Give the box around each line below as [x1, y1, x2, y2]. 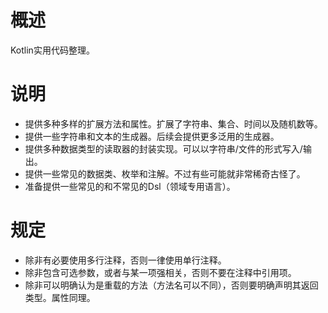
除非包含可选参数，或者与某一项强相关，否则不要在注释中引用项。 [24, 266, 297, 278]
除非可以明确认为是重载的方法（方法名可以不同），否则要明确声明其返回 [24, 279, 319, 291]
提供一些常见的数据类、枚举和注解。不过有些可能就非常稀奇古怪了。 [24, 167, 306, 180]
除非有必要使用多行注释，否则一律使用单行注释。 [24, 254, 227, 266]
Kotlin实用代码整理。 [10, 44, 95, 56]
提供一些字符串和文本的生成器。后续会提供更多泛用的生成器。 [24, 130, 280, 142]
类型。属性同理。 [24, 291, 96, 303]
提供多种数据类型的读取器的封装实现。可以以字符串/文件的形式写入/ [24, 142, 303, 155]
